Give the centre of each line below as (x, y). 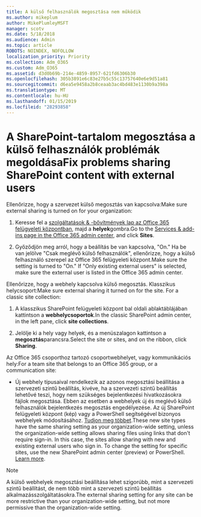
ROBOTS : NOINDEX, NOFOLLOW (40, 51)
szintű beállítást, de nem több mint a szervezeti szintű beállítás (84, 489)
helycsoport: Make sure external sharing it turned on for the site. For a (92, 291)
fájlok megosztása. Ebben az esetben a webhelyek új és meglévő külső (103, 401)
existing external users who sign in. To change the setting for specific (101, 446)
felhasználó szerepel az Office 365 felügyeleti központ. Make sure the (101, 260)
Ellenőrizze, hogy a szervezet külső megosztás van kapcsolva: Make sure (97, 205)
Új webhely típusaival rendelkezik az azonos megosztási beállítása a (100, 382)
